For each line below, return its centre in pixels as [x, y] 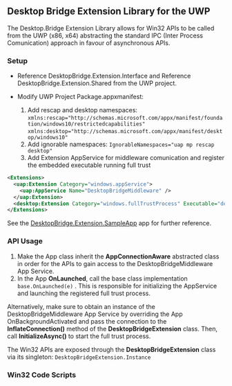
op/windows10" [48, 138]
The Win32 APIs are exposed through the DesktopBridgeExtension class [112, 349]
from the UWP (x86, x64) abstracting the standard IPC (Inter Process [105, 35]
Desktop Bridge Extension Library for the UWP [109, 11]
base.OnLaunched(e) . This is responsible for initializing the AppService [117, 286]
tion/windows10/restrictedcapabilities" [86, 124]
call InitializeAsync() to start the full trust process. [79, 336]
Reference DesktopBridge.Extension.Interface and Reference [104, 76]
